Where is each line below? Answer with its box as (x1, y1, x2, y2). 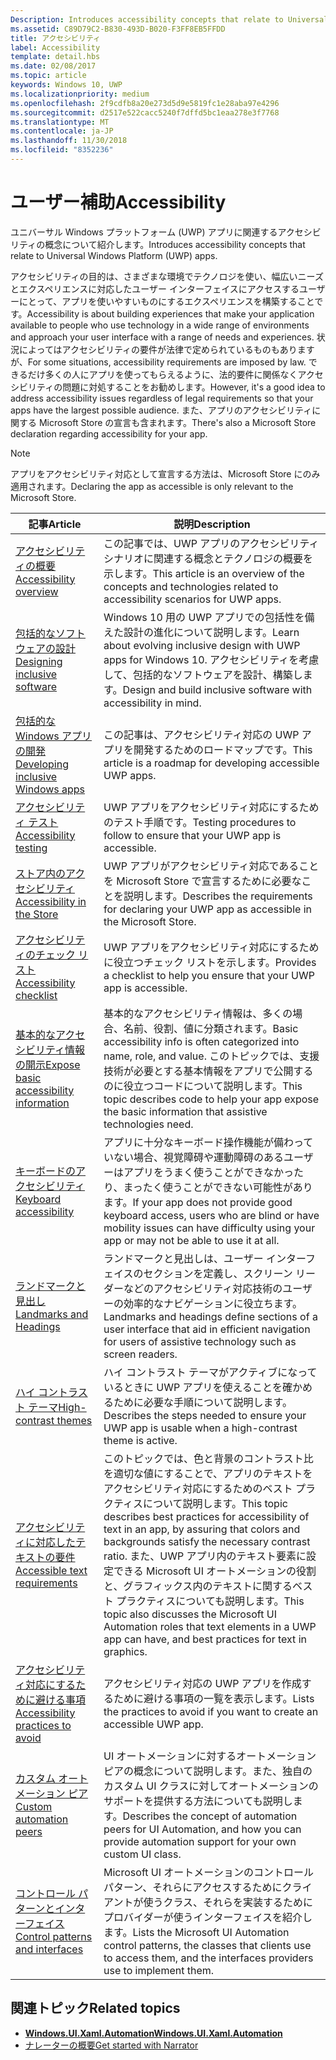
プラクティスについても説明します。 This (116, 1594, 305, 1608)
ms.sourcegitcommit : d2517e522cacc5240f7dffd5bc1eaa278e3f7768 (10, 107, 280, 118)
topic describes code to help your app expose (103, 1092, 320, 1106)
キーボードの (15, 1164, 77, 1178)
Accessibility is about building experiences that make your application (26, 307, 315, 320)
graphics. (103, 1644, 148, 1658)
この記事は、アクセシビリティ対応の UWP (103, 727, 300, 741)
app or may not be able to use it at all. (103, 1233, 280, 1247)
